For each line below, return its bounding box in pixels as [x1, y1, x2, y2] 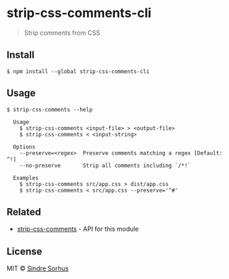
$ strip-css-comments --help [6, 106, 93, 113]
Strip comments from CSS [23, 28, 101, 37]
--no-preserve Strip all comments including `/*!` [19, 162, 191, 169]
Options [13, 143, 36, 151]
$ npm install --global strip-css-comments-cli [6, 67, 150, 75]
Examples [13, 174, 39, 182]
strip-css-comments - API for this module [16, 225, 139, 234]
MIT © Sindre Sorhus [6, 264, 69, 273]
